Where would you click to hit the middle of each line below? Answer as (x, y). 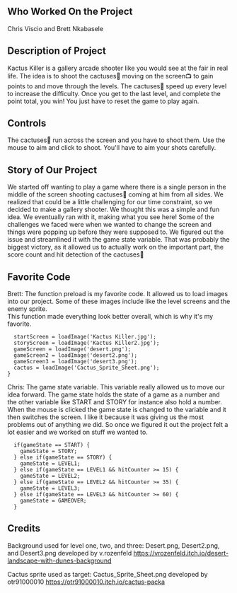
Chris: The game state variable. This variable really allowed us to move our (116, 387)
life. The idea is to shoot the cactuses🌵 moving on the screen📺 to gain (110, 76)
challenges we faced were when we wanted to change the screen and (110, 225)
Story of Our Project (52, 170)
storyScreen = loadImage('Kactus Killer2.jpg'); (87, 343)
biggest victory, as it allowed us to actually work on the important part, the (116, 247)
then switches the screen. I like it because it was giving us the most (105, 417)
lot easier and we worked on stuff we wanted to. (78, 432)
